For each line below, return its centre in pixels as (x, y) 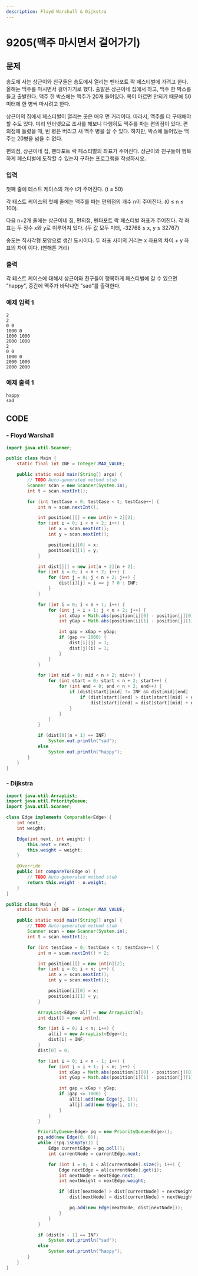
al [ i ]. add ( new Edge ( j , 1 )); (104, 1099)
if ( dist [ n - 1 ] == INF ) (68, 1235)
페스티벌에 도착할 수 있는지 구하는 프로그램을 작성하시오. (81, 158)
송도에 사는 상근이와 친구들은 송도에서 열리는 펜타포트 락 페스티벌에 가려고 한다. (97, 81)
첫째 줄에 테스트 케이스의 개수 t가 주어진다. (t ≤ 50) (65, 189)
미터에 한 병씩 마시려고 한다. (38, 103)
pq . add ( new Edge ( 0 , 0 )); (68, 1137)
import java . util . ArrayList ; (42, 796)
